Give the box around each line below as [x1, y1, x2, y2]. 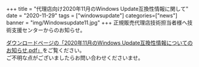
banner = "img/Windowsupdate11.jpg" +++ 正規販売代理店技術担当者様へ [6, 19, 188, 26]
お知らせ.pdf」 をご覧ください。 [6, 47, 86, 54]
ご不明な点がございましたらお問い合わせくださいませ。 [6, 54, 144, 61]
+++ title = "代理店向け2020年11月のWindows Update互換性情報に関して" [6, 5, 189, 12]
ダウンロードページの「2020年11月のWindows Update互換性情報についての [6, 39, 193, 46]
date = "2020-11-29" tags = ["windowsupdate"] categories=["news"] [6, 12, 178, 19]
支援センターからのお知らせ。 [11, 26, 86, 33]
